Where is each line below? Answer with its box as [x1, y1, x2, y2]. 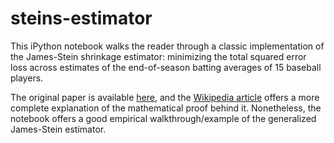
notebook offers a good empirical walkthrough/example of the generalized [10, 112, 317, 124]
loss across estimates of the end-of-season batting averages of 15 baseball [10, 61, 322, 73]
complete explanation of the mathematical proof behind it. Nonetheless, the [10, 102, 322, 114]
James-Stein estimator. [10, 123, 107, 135]
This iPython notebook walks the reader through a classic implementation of [10, 40, 325, 52]
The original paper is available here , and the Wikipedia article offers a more [10, 91, 320, 103]
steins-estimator [10, 7, 153, 30]
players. [10, 72, 44, 84]
